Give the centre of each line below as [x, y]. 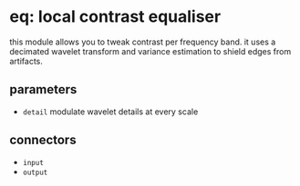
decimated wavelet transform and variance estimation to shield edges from [150, 51]
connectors [43, 140]
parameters [43, 89]
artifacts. [26, 61]
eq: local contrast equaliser [115, 17]
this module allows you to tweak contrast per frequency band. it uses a [143, 42]
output [35, 172]
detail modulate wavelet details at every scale [110, 112]
